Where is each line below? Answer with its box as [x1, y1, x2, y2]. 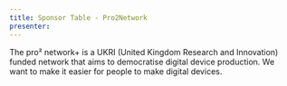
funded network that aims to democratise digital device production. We [9, 56, 275, 67]
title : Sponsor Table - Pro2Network [9, 13, 148, 23]
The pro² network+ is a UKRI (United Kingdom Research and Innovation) [9, 46, 279, 57]
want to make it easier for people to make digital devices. [9, 65, 223, 77]
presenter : [9, 22, 51, 31]
